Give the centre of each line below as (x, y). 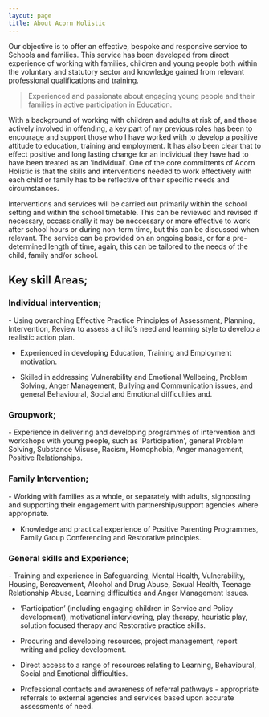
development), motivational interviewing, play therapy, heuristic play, (134, 617)
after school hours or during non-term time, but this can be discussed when (134, 229)
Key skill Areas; (48, 280)
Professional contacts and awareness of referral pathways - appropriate (139, 689)
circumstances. (34, 188)
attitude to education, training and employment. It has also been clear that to (135, 145)
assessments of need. (57, 707)
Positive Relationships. (45, 458)
